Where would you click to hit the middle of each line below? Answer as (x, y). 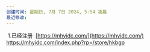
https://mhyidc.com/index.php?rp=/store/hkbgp (66, 42)
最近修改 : (17, 18)
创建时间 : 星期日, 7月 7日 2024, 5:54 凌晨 (57, 12)
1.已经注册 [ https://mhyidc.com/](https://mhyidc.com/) (76, 35)
